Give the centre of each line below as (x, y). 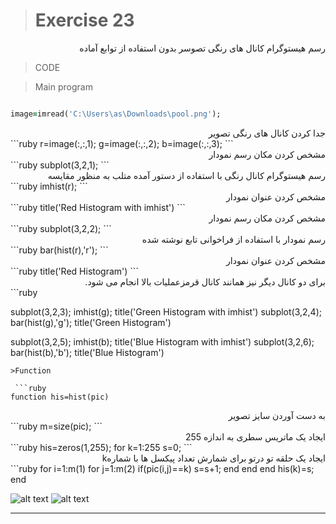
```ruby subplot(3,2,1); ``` (60, 165)
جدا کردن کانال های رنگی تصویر (267, 133)
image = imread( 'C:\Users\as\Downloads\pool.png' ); (116, 114)
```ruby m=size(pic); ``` (56, 426)
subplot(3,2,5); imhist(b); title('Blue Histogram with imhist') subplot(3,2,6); (162, 341)
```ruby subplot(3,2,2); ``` (61, 228)
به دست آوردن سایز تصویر (277, 415)
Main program (63, 86)
